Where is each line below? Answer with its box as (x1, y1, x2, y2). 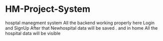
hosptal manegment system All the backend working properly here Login (5, 20, 155, 26)
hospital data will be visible (5, 30, 61, 36)
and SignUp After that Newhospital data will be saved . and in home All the (5, 25, 158, 31)
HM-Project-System (5, 3, 91, 15)
